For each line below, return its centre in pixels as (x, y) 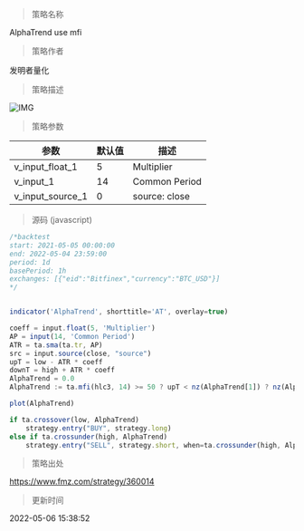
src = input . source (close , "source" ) (81, 353)
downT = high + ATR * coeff (62, 371)
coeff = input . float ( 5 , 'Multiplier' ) (82, 328)
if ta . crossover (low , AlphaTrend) (75, 420)
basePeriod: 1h (38, 271)
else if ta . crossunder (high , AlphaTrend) (89, 437)
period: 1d (30, 262)
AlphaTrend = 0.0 (42, 379)
